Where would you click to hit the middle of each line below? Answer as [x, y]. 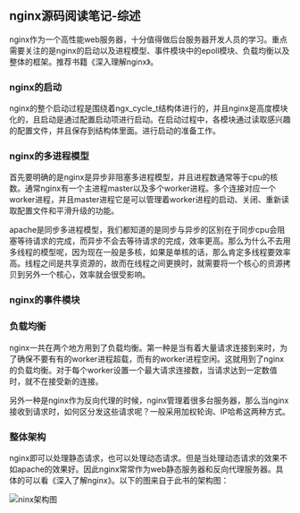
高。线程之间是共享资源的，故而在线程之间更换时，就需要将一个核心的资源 [146, 263]
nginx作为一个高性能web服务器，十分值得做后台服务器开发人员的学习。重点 [149, 39]
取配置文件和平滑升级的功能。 [64, 211]
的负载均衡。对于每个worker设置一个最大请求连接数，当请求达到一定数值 [143, 370]
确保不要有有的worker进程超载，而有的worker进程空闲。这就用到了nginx [150, 359]
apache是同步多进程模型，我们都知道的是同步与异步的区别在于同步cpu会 [143, 230]
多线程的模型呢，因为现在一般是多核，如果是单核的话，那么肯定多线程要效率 [150, 252]
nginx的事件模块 [45, 300]
